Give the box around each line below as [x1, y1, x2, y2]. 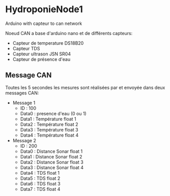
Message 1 [12, 100, 36, 106]
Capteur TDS [12, 45, 40, 51]
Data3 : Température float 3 [20, 126, 78, 133]
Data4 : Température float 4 [20, 132, 79, 138]
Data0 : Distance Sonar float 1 [20, 148, 83, 154]
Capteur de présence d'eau [12, 56, 70, 62]
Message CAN [5, 71, 52, 80]
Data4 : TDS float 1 [20, 170, 60, 176]
